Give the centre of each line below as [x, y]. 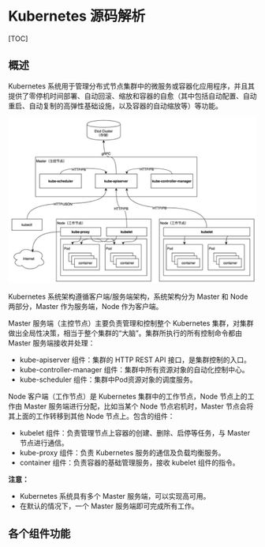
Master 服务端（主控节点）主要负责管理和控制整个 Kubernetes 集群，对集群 [131, 323]
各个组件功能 [39, 533]
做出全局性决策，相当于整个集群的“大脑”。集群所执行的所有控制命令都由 [125, 334]
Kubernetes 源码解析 [77, 16]
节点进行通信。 [44, 443]
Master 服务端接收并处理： [52, 343]
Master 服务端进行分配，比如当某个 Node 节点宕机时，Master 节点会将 [138, 406]
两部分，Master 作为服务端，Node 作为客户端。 [86, 307]
